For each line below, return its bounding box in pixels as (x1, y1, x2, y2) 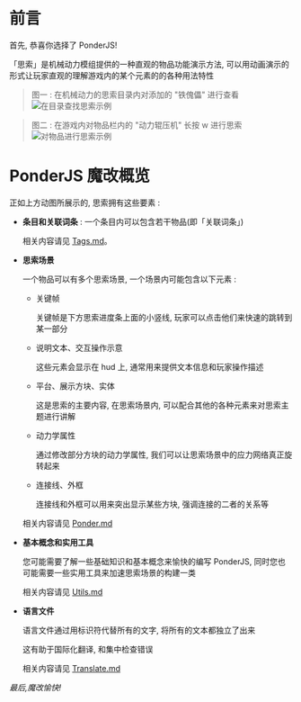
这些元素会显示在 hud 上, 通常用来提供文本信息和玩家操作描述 (35, 361, 264, 372)
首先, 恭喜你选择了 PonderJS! (9, 40, 118, 50)
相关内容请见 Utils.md (22, 586, 103, 597)
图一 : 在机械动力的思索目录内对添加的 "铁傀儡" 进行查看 (31, 89, 240, 100)
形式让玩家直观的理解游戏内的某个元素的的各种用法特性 (9, 69, 214, 81)
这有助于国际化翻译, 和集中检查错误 (22, 643, 154, 654)
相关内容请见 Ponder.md (22, 517, 113, 528)
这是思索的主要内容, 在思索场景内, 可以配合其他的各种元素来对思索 (35, 400, 281, 410)
